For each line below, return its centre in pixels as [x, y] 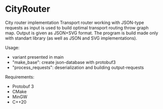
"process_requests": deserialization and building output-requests [78, 67]
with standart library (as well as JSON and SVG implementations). [71, 38]
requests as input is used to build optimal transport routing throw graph [77, 27]
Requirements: [20, 77]
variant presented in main [38, 57]
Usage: [12, 47]
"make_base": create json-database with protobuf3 [64, 62]
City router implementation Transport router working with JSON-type [75, 22]
